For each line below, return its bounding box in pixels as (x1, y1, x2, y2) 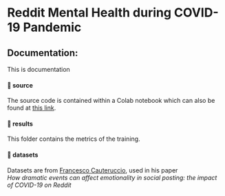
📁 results (7, 119, 33, 128)
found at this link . (7, 104, 56, 112)
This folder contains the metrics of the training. (7, 135, 140, 143)
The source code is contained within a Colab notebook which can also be (7, 97, 215, 105)
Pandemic (23, 19, 82, 35)
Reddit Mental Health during (7, 5, 172, 21)
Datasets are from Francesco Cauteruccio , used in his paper (7, 166, 178, 174)
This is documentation (7, 66, 70, 73)
